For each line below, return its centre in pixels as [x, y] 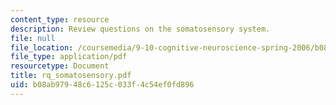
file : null [33, 38]
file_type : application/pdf [69, 57]
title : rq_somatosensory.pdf [71, 76]
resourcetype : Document [60, 66]
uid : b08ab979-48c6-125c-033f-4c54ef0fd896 [102, 85]
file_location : [42, 47]
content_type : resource [60, 19]
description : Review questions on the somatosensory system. [140, 29]
